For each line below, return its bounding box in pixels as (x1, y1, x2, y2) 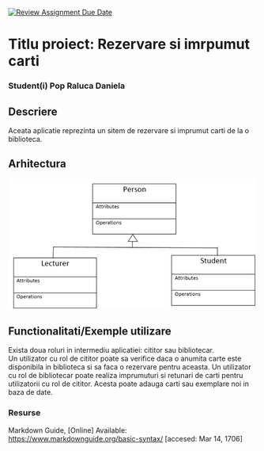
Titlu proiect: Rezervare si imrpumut (8, 36, 251, 53)
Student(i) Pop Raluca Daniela (8, 80, 125, 91)
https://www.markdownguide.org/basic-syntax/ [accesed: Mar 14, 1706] (8, 434, 243, 443)
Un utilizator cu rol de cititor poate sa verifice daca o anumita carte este (8, 354, 242, 364)
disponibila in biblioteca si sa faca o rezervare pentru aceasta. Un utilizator (8, 362, 251, 372)
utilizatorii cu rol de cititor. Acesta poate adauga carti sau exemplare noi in (8, 379, 249, 388)
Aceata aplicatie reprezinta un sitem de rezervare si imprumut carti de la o (8, 125, 250, 135)
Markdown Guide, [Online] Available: (8, 425, 128, 435)
